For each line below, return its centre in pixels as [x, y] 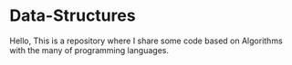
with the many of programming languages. [89, 50]
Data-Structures [73, 16]
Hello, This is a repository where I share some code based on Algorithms [146, 41]
